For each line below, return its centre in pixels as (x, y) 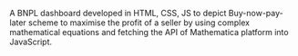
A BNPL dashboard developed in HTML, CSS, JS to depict (118, 13)
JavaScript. (31, 42)
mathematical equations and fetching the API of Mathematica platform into (149, 32)
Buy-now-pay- (256, 13)
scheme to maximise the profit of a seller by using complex (139, 23)
